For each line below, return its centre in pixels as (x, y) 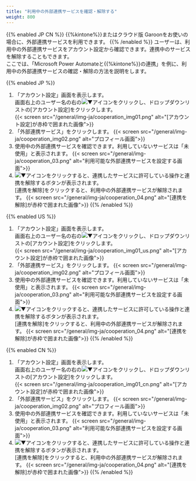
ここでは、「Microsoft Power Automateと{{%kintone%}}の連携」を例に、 (94, 64)
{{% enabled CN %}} (31, 350)
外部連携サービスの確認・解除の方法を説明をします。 (85, 71)
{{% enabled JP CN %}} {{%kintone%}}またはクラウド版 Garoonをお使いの (97, 34)
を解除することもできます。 (39, 56)
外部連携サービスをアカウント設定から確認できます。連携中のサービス (106, 49)
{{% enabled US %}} (31, 216)
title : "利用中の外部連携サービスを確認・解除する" (62, 11)
